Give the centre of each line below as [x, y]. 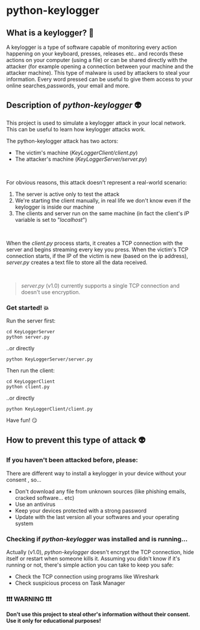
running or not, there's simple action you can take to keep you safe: [90, 565]
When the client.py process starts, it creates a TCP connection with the [95, 243]
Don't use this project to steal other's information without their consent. [98, 614]
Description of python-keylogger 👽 [74, 105]
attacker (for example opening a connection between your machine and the [100, 66]
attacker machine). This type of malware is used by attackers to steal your [98, 73]
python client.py [28, 387]
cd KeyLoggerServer [31, 332]
